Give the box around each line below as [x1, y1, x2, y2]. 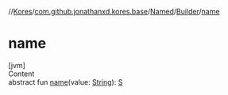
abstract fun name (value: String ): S [8, 77, 123, 86]
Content [8, 69, 35, 78]
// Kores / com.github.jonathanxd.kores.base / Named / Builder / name [8, 7, 220, 16]
